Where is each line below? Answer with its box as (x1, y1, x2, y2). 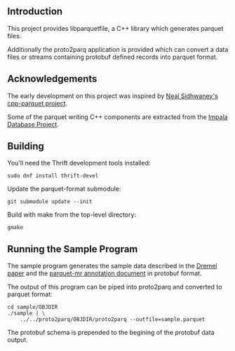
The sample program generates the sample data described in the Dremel (7, 262, 217, 270)
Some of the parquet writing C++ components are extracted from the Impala (7, 112, 228, 121)
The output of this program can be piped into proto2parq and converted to (7, 283, 222, 291)
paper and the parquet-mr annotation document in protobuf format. (7, 269, 202, 277)
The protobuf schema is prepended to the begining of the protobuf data (7, 329, 215, 337)
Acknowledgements (7, 73, 98, 85)
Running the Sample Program (7, 243, 138, 255)
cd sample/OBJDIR (7, 304, 58, 311)
